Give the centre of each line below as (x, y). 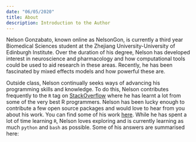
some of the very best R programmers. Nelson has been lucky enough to (95, 102)
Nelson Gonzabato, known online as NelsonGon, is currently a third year (95, 40)
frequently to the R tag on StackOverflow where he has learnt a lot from (94, 95)
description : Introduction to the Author (58, 23)
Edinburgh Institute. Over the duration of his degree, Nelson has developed (98, 53)
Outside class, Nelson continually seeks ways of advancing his (83, 83)
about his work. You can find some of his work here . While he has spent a (97, 115)
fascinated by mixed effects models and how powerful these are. (86, 72)
